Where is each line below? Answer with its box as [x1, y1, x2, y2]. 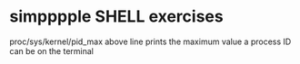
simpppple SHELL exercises [9, 6, 225, 27]
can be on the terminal [9, 45, 94, 56]
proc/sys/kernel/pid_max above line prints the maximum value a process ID [9, 36, 292, 47]
